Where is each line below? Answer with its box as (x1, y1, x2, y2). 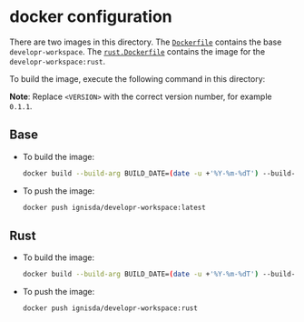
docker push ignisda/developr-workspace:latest (22, 203, 206, 212)
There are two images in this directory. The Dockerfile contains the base (9, 36, 282, 47)
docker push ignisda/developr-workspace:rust (22, 304, 198, 313)
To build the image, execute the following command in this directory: (9, 73, 266, 84)
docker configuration (9, 6, 172, 27)
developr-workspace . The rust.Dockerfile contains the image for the (9, 45, 266, 56)
